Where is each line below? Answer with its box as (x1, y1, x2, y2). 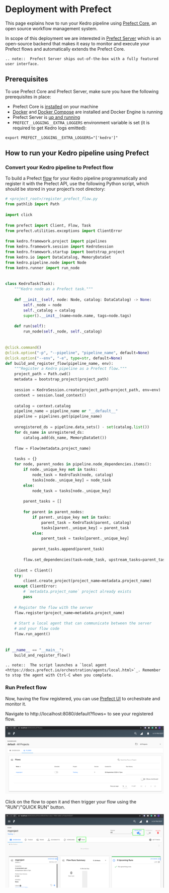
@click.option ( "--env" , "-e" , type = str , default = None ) (5, 356, 123, 361)
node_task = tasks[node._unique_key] (32, 488, 112, 494)
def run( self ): (14, 323, 46, 329)
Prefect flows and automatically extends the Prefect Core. (5, 46, 125, 52)
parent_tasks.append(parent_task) (32, 547, 105, 552)
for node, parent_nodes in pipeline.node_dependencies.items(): (14, 462, 152, 467)
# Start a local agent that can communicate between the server (14, 621, 152, 626)
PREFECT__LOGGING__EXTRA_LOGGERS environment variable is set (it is (12, 119, 150, 125)
